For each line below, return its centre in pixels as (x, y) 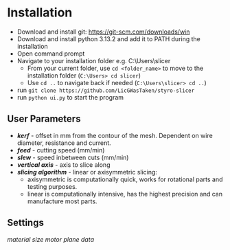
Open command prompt (51, 54)
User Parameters (44, 119)
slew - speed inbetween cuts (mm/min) (73, 157)
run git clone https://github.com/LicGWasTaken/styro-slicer (106, 90)
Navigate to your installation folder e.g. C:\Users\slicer (94, 60)
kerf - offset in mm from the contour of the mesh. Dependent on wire (115, 135)
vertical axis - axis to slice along (64, 164)
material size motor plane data (51, 239)
